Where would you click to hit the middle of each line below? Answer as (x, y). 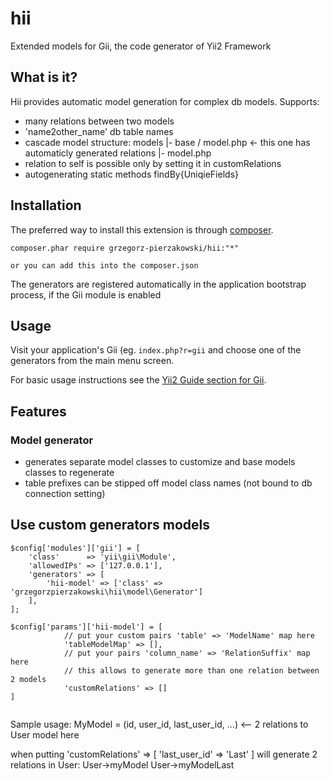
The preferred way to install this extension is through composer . (142, 229)
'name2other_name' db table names (99, 131)
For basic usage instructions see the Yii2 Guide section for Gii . (138, 380)
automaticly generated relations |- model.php (118, 153)
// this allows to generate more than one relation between (191, 670)
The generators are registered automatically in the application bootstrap (158, 284)
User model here (45, 734)
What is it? (44, 77)
